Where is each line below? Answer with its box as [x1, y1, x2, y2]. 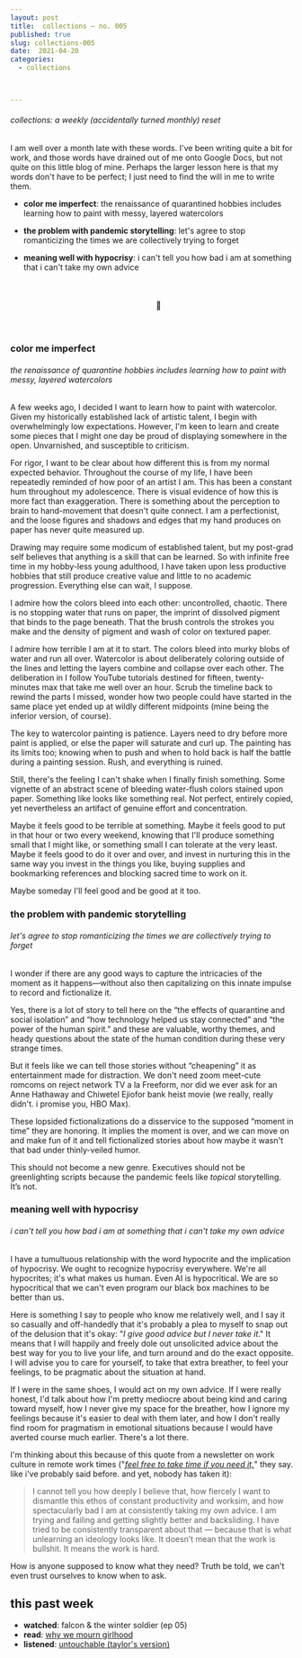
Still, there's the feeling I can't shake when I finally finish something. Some [10, 775, 286, 785]
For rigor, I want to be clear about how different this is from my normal [10, 458, 271, 469]
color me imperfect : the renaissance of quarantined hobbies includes [22, 199, 282, 210]
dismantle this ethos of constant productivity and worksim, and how [31, 1495, 284, 1506]
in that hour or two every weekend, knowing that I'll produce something [10, 829, 275, 841]
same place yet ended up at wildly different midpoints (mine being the [10, 701, 269, 712]
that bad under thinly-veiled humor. [10, 1144, 141, 1155]
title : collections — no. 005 [10, 22, 128, 31]
